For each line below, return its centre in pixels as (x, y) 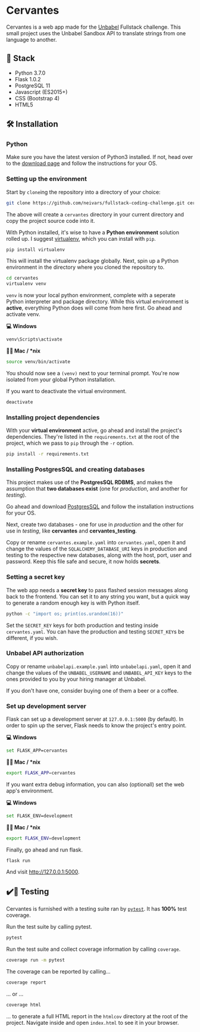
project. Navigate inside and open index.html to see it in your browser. (93, 1022)
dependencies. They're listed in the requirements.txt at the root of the (93, 437)
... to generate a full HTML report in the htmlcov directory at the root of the (97, 1016)
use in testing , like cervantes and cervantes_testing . (71, 531)
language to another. (32, 39)
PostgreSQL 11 (32, 85)
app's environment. (30, 791)
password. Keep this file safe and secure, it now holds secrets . (83, 562)
